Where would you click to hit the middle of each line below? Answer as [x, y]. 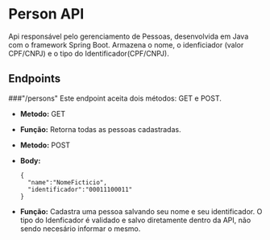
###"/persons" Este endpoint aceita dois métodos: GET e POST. [115, 98]
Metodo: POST [45, 145]
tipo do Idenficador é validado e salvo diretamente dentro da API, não [135, 220]
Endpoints [35, 79]
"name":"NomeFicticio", [67, 182]
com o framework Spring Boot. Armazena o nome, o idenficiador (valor [126, 44]
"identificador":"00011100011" [80, 189]
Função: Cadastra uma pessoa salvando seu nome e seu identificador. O [141, 211]
